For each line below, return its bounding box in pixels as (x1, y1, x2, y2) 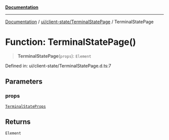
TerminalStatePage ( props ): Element (17, 53, 92, 59)
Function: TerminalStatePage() (5, 36, 136, 48)
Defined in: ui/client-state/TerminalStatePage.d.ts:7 (5, 62, 112, 68)
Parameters (5, 78, 43, 86)
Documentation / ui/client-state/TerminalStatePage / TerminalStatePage (5, 19, 154, 25)
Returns (5, 118, 31, 126)
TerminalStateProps (5, 104, 46, 109)
